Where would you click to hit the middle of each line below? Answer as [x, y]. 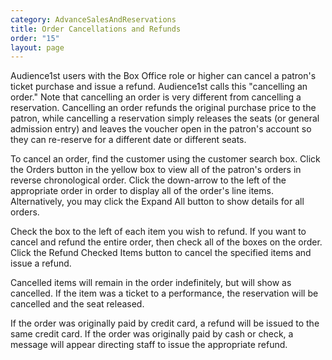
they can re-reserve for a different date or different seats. [128, 140]
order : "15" [35, 38]
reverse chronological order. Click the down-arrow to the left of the [148, 180]
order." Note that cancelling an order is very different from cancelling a [156, 97]
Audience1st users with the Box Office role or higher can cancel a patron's [163, 76]
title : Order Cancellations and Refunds [96, 29]
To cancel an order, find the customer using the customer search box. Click [165, 159]
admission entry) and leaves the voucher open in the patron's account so [161, 129]
